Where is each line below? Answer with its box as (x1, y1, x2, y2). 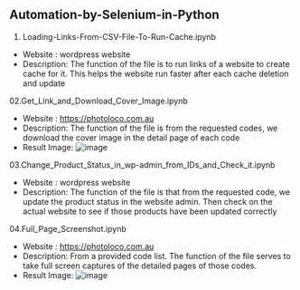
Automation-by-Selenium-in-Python (9, 7, 220, 23)
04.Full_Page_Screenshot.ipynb (9, 223, 127, 234)
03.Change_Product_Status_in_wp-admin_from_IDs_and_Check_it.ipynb (9, 159, 276, 170)
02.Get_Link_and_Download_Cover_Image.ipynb (9, 95, 188, 106)
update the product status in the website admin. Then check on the (22, 196, 273, 207)
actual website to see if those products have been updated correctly (22, 206, 277, 217)
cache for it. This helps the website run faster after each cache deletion (22, 68, 289, 79)
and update (22, 77, 66, 89)
